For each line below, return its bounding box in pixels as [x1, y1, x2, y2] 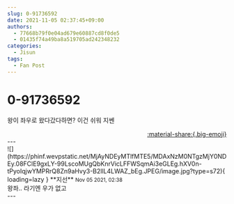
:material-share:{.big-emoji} [147, 130, 227, 138]
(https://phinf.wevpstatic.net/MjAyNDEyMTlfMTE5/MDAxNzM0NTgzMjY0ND [7, 152, 227, 160]
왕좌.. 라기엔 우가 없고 [7, 184, 67, 192]
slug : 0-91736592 [7, 10, 58, 17]
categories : [7, 42, 42, 49]
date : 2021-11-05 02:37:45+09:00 [7, 17, 104, 24]
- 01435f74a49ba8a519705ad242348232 [13, 36, 120, 43]
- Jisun [13, 49, 36, 56]
